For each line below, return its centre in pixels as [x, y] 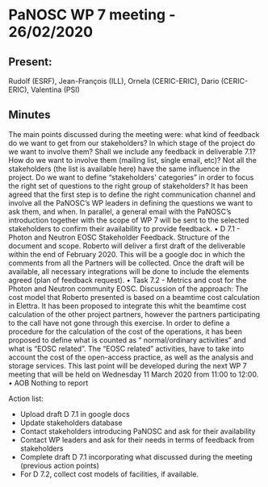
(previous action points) [59, 465]
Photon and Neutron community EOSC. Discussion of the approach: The [128, 289]
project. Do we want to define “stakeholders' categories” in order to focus [131, 177]
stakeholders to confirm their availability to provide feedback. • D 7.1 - [124, 228]
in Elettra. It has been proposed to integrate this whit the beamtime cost [128, 306]
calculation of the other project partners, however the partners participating [134, 314]
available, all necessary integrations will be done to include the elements [129, 271]
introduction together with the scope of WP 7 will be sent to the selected [129, 220]
